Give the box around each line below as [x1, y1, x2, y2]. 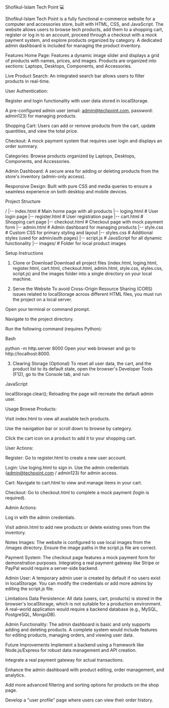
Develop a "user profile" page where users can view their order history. [5, 697, 153, 703]
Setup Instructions [5, 250, 44, 256]
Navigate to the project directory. [5, 316, 74, 322]
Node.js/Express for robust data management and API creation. [5, 647, 137, 653]
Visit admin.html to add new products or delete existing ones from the [5, 524, 150, 530]
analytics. [5, 672, 25, 678]
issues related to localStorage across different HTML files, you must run [12, 291, 162, 297]
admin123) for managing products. [5, 113, 77, 119]
